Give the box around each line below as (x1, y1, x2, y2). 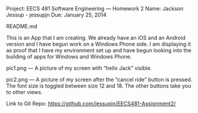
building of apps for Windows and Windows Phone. (6, 53, 132, 60)
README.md (6, 23, 37, 30)
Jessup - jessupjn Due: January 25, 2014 (6, 11, 107, 18)
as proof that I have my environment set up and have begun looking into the (6, 47, 191, 54)
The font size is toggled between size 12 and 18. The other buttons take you (6, 82, 191, 89)
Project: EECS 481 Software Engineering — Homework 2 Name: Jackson (6, 5, 184, 12)
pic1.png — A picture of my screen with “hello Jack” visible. (6, 64, 152, 72)
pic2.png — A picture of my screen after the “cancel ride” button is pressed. (6, 76, 193, 83)
